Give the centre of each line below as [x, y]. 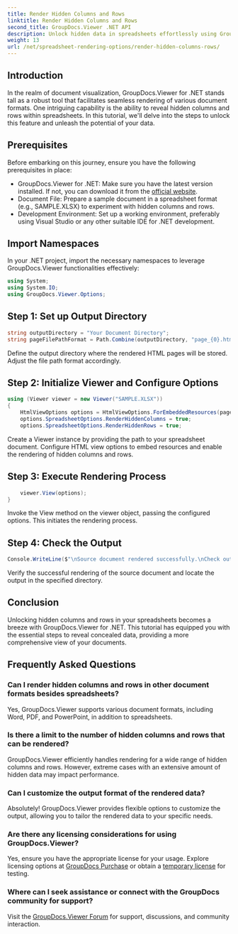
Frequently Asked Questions [72, 665]
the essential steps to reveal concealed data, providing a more [98, 634]
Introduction [35, 76]
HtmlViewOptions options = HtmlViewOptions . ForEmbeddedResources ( [120, 412]
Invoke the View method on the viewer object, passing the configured [109, 513]
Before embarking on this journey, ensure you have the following [102, 162]
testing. [18, 874]
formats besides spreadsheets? [63, 694]
